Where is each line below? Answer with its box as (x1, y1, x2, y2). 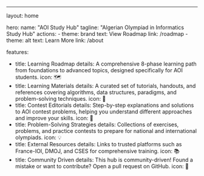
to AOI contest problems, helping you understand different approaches (15, 108, 192, 115)
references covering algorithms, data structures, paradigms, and (15, 89, 177, 96)
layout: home (6, 12, 39, 19)
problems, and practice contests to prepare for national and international (15, 127, 197, 134)
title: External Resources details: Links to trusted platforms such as (15, 141, 182, 147)
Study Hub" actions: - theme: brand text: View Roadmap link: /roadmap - (6, 30, 188, 37)
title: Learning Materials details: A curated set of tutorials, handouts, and (15, 83, 196, 89)
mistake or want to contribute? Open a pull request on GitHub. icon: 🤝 (15, 163, 189, 170)
